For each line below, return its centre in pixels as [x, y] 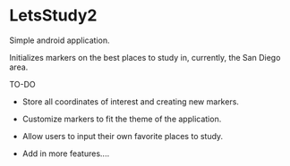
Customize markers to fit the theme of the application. [122, 119]
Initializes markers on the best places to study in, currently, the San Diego [145, 57]
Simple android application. [60, 40]
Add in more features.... [66, 154]
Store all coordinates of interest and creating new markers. [131, 101]
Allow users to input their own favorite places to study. [123, 136]
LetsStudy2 [53, 16]
